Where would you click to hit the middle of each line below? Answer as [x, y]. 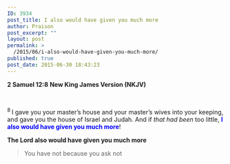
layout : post [26, 39]
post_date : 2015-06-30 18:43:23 [53, 65]
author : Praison [30, 26]
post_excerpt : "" [32, 33]
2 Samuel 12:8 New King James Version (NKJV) [77, 84]
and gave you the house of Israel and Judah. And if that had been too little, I [115, 120]
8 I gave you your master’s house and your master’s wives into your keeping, [115, 112]
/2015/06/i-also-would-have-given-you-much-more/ [86, 52]
